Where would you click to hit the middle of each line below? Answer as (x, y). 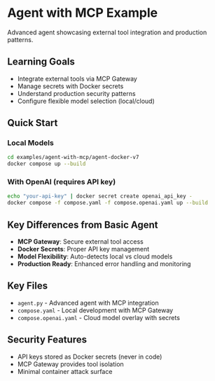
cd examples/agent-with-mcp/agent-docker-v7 (73, 158)
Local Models (30, 143)
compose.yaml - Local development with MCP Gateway (95, 310)
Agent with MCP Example (83, 13)
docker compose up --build (47, 164)
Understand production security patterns (76, 93)
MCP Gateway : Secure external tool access (80, 242)
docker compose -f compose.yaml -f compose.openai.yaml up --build (108, 203)
